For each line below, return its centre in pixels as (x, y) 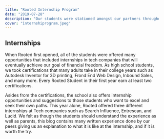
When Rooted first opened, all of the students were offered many (70, 55)
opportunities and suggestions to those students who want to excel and (77, 100)
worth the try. (19, 132)
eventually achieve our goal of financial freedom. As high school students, (80, 65)
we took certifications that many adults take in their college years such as (79, 70)
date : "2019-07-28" (25, 14)
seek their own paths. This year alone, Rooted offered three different (74, 106)
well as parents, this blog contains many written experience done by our (78, 121)
